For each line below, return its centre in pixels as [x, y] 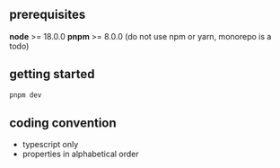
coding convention [63, 123]
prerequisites [48, 15]
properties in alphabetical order [80, 154]
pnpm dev [26, 95]
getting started [52, 74]
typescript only [50, 145]
